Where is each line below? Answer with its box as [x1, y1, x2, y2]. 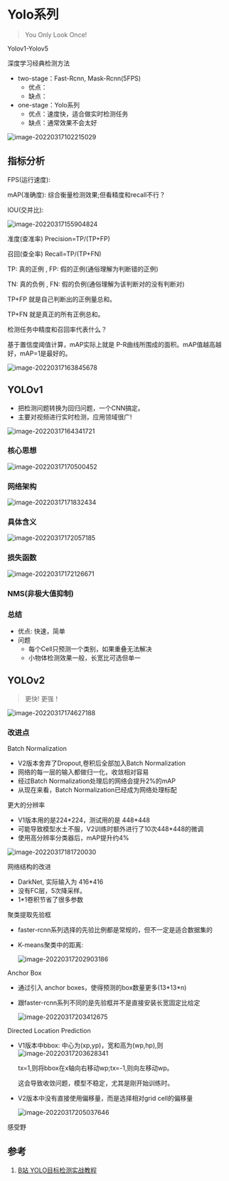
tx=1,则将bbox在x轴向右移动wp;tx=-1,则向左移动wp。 [17, 1064, 174, 1072]
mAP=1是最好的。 [19, 349, 72, 358]
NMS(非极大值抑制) [7, 588, 74, 598]
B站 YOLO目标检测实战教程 [17, 1165, 97, 1174]
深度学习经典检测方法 [7, 58, 70, 68]
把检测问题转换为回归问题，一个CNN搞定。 [17, 403, 144, 412]
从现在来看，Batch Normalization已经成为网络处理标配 [17, 786, 178, 794]
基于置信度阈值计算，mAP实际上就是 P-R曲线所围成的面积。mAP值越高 [7, 340, 215, 348]
